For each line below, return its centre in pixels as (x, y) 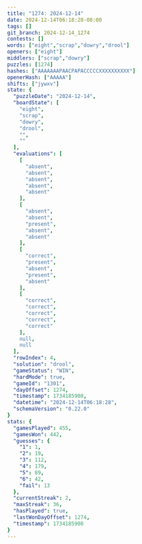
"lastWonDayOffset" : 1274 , (52, 517)
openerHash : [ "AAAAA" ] (39, 77)
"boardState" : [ (36, 103)
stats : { (19, 422)
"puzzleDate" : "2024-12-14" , (55, 97)
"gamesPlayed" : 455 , (42, 428)
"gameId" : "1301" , (40, 383)
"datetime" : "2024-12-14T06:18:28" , (65, 403)
